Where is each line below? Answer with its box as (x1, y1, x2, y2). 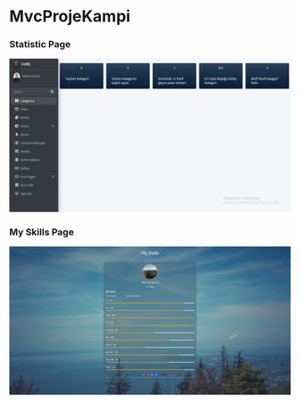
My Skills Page (9, 226, 74, 238)
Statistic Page (9, 38, 71, 51)
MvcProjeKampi (9, 6, 131, 27)
